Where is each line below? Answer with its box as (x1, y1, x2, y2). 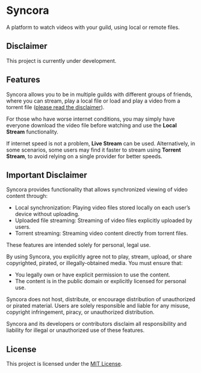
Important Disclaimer (6, 170, 87, 180)
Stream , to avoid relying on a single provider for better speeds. (6, 152, 162, 160)
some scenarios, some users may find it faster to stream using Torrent (6, 146, 182, 153)
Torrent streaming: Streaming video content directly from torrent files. (14, 230, 188, 237)
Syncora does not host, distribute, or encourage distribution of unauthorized (6, 296, 196, 303)
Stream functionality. (6, 128, 59, 135)
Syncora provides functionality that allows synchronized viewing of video (6, 186, 188, 193)
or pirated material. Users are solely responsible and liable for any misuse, (6, 302, 190, 310)
